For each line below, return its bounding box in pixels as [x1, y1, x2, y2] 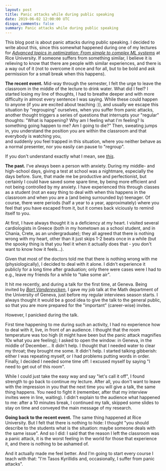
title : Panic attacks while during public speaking [5, 12, 114, 17]
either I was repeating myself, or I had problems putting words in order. [5, 353, 150, 359]
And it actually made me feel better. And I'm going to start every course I [5, 451, 154, 457]
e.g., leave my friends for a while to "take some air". [5, 272, 111, 278]
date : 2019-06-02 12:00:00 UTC [5, 16, 70, 21]
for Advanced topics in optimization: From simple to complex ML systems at [5, 50, 160, 56]
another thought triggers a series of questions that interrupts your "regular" [5, 112, 160, 118]
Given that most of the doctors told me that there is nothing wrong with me [5, 256, 158, 262]
